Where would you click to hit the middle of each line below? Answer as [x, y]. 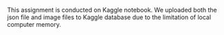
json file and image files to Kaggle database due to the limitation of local [109, 17]
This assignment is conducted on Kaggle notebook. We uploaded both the [112, 10]
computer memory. [34, 24]
